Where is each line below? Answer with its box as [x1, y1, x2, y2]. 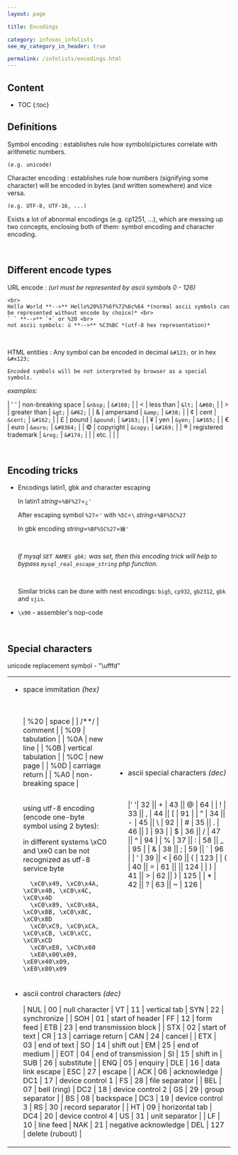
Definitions [7, 121, 57, 133]
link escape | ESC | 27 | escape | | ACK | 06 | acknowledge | [23, 1067, 223, 1077]
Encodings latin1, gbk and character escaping [17, 483, 151, 492]
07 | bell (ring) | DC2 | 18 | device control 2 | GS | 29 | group [23, 1085, 225, 1095]
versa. [7, 189, 26, 197]
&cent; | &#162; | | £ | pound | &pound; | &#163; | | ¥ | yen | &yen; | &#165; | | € [7, 415, 229, 424]
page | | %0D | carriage [23, 761, 101, 770]
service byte [23, 863, 64, 873]
